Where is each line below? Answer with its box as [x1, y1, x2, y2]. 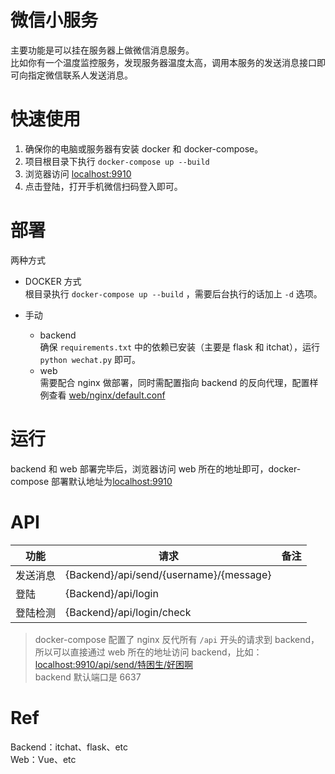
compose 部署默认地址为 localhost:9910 [10, 475, 173, 487]
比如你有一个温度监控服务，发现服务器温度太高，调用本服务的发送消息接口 [10, 56, 317, 68]
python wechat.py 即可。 [39, 353, 142, 365]
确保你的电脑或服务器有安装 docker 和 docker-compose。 [24, 142, 264, 155]
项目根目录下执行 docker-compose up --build [24, 155, 210, 167]
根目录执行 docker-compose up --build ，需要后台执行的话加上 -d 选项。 [24, 287, 323, 300]
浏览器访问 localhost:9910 [24, 167, 132, 180]
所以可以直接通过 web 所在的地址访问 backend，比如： [34, 646, 263, 658]
